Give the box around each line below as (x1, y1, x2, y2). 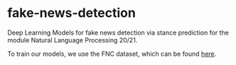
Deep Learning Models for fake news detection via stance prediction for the (7, 28, 230, 37)
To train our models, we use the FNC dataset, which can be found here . (7, 49, 217, 58)
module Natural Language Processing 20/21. (7, 35, 138, 44)
